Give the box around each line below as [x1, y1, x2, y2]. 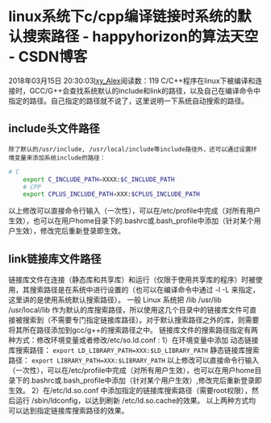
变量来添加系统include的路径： [14, 154, 106, 162]
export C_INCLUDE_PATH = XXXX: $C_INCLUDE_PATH [23, 175, 175, 184]
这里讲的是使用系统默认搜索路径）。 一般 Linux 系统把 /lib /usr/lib [8, 295, 222, 305]
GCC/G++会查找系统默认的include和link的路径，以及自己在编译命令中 [29, 85, 261, 95]
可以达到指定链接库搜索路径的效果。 [8, 406, 129, 416]
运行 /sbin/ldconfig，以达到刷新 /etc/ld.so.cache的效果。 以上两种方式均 [15, 396, 256, 405]
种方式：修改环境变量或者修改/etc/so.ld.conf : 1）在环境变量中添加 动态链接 [8, 335, 259, 345]
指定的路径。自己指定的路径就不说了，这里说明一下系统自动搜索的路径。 [8, 96, 248, 106]
